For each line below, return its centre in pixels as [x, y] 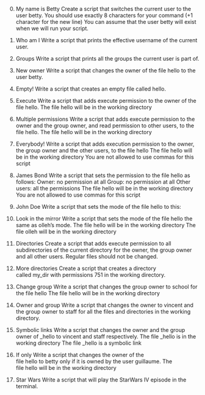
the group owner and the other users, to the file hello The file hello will [104, 150]
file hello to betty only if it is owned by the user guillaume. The [94, 361]
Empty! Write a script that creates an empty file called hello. [91, 89]
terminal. [27, 386]
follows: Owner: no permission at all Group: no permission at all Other [103, 182]
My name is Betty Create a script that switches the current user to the [103, 9]
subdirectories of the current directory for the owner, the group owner [104, 250]
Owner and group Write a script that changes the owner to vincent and [105, 305]
